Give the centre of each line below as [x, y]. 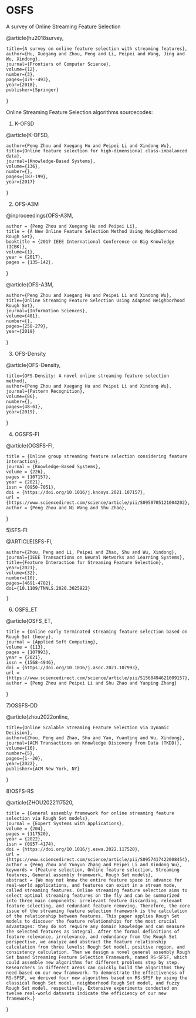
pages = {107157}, [28, 477]
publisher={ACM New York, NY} [43, 769]
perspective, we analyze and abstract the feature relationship [86, 942]
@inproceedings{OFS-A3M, [40, 215]
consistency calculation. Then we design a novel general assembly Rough [98, 952]
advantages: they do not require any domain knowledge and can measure [95, 926]
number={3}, [21, 74]
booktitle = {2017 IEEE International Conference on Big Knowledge [90, 242]
